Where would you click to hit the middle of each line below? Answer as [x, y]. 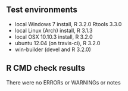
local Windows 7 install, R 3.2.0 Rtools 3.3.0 [68, 24]
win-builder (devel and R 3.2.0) [53, 49]
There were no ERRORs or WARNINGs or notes [63, 82]
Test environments [42, 10]
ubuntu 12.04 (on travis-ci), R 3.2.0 [57, 43]
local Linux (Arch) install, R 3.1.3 [54, 30]
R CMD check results [46, 68]
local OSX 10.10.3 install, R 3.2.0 [54, 37]
